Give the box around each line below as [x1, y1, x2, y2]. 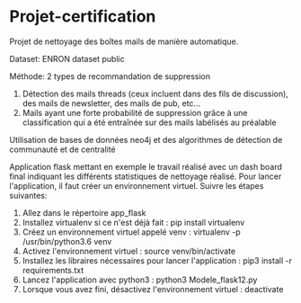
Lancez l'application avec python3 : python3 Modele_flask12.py [22, 274, 258, 285]
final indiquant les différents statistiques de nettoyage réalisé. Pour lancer [9, 171, 282, 182]
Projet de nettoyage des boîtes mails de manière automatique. [9, 36, 239, 47]
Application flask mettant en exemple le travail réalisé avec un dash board [9, 161, 283, 172]
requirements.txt [22, 264, 84, 275]
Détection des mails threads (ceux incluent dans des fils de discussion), [22, 88, 289, 99]
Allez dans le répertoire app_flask [22, 207, 146, 218]
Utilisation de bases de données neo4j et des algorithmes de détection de [9, 134, 283, 145]
